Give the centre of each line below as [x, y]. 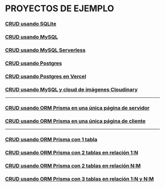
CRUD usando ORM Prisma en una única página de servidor [77, 108]
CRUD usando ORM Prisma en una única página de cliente [75, 121]
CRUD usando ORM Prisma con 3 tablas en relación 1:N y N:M [80, 179]
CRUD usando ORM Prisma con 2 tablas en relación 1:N [72, 153]
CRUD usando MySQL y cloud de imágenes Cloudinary [71, 90]
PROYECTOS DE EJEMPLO [60, 9]
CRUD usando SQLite [31, 24]
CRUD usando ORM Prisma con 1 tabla [51, 140]
